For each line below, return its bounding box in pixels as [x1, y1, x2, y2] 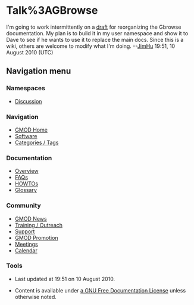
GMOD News [14, 215, 47, 222]
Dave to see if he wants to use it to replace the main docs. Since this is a [6, 36, 184, 43]
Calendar [14, 246, 37, 254]
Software [14, 132, 37, 139]
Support [14, 228, 35, 235]
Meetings [14, 240, 38, 248]
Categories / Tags [14, 139, 59, 146]
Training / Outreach [14, 221, 63, 228]
